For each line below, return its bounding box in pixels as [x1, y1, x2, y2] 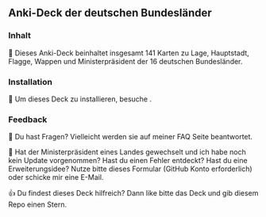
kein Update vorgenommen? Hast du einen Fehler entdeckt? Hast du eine [8, 156, 248, 166]
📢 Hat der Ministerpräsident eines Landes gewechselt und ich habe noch [8, 147, 246, 157]
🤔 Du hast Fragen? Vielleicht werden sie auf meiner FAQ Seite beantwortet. [8, 132, 253, 142]
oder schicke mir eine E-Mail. [8, 173, 104, 182]
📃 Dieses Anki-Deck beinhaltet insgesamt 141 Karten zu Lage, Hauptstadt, [8, 48, 250, 58]
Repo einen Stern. [8, 200, 67, 209]
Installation [8, 76, 53, 87]
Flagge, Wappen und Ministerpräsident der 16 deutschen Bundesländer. [8, 56, 243, 66]
